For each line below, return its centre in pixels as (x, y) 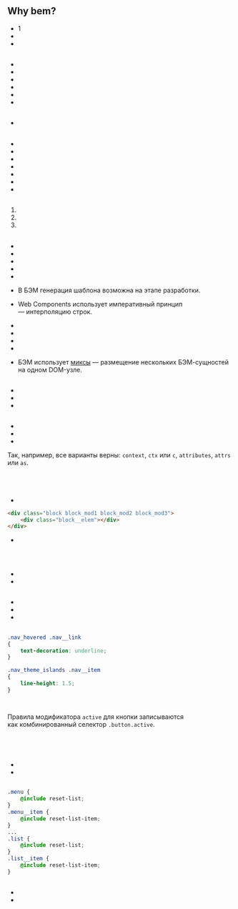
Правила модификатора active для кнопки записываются (96, 717)
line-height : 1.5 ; (48, 684)
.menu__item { (29, 813)
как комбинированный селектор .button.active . (81, 725)
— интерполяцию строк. (55, 312)
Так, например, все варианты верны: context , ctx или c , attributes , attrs (119, 455)
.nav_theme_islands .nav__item (54, 670)
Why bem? (32, 11)
